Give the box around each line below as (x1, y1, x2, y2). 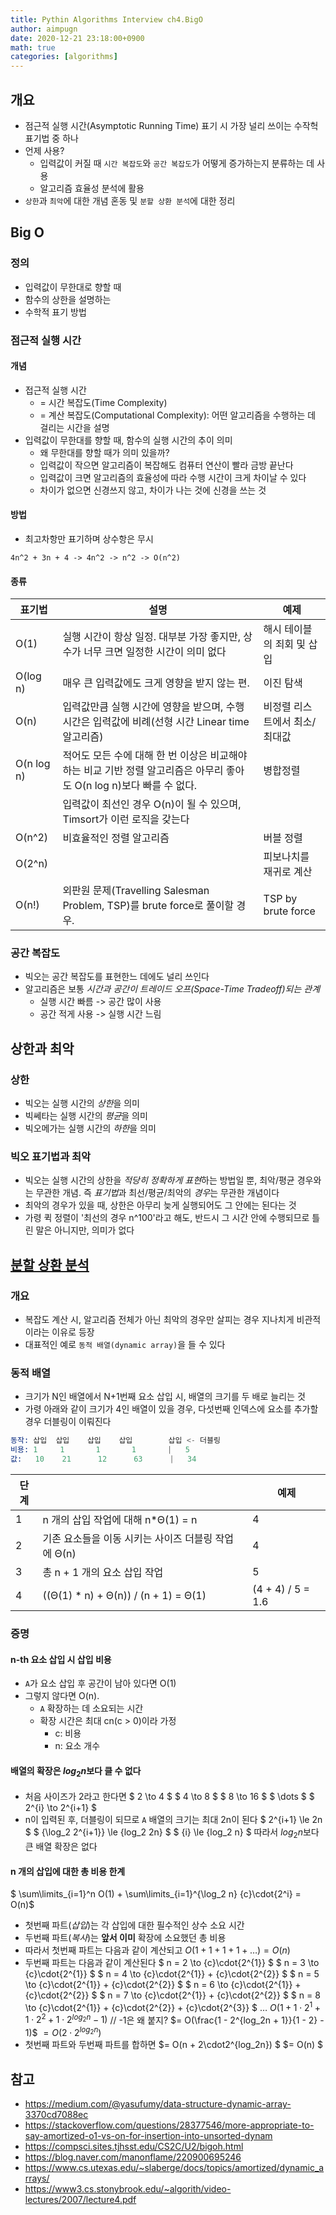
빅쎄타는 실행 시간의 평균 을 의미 (24, 1110, 148, 1122)
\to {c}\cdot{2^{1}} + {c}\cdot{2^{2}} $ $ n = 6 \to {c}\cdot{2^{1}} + (24, 1979, 302, 1991)
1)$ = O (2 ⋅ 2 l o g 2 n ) (24, 2025, 102, 2039)
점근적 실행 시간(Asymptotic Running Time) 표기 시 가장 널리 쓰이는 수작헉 (24, 119, 319, 131)
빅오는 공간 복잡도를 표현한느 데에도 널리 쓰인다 (24, 971, 210, 983)
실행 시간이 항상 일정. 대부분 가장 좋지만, (62, 630, 242, 644)
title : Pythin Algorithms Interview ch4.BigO (10, 14, 203, 25)
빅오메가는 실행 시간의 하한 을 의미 (24, 1122, 157, 1135)
